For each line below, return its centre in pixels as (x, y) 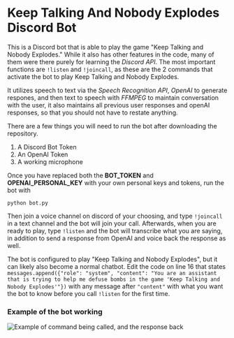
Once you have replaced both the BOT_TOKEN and (80, 175)
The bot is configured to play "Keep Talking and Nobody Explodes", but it (112, 259)
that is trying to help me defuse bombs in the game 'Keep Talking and (114, 279)
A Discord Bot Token (47, 147)
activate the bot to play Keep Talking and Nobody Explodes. (93, 76)
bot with (19, 190)
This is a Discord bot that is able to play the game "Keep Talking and (105, 47)
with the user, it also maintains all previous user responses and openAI (109, 105)
